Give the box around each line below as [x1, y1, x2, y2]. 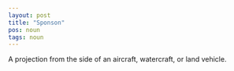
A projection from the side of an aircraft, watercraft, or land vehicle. [8, 55, 227, 64]
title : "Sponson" [8, 19, 65, 27]
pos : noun [8, 26, 41, 34]
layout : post [8, 11, 51, 20]
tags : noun [8, 33, 44, 41]
